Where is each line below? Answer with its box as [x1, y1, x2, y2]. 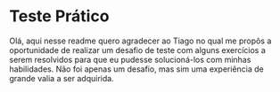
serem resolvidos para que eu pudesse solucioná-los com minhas [9, 54, 251, 65]
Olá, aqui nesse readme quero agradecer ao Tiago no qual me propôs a [9, 35, 272, 46]
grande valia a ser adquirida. [9, 73, 114, 83]
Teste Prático [9, 6, 110, 27]
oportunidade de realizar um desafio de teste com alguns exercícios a [9, 44, 266, 55]
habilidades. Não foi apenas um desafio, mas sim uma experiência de [9, 64, 265, 74]
